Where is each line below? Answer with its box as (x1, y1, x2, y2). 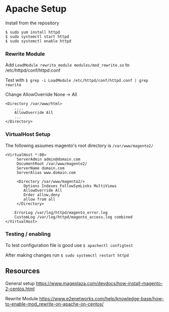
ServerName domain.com (16, 166, 65, 171)
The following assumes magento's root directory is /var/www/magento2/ (5, 142, 154, 148)
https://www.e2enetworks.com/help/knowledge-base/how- (39, 295, 164, 301)
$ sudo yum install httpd (5, 29, 60, 35)
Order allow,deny (23, 192, 60, 197)
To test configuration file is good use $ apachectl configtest (5, 242, 133, 248)
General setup (5, 280, 35, 286)
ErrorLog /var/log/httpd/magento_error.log (14, 210, 108, 215)
